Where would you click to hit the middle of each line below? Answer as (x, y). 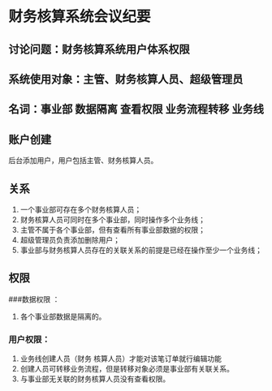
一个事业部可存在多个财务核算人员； (81, 209)
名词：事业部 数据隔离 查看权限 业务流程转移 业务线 (136, 109)
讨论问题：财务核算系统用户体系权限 (99, 49)
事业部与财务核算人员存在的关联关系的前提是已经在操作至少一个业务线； (141, 250)
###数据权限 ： (34, 299)
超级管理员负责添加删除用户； (70, 239)
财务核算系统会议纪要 (80, 17)
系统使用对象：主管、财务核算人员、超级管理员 (126, 79)
